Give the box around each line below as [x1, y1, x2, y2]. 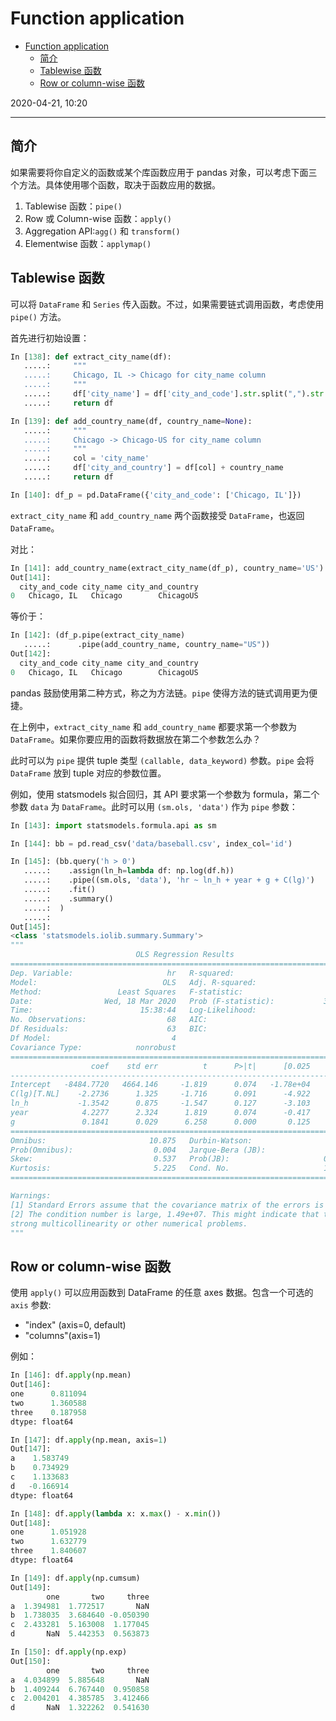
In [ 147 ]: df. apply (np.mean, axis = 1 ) [10, 1435, 168, 1445]
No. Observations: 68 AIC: [10, 1015, 208, 1025]
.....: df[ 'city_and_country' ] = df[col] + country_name [23, 463, 284, 473]
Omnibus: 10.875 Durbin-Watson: [10, 1135, 253, 1146]
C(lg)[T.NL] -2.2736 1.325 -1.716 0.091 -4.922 [10, 1089, 311, 1099]
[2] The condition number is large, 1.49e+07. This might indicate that [10, 1209, 320, 1219]
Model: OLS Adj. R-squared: [10, 977, 257, 987]
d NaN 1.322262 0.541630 [10, 1703, 150, 1713]
